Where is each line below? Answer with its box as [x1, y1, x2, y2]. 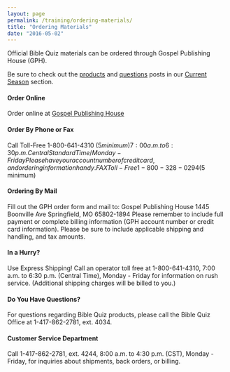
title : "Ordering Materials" [7, 23, 92, 30]
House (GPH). [7, 57, 48, 65]
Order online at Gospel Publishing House [7, 109, 124, 118]
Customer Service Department [7, 334, 99, 343]
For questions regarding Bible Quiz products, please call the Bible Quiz [7, 310, 211, 319]
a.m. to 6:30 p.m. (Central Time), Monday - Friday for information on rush [7, 272, 219, 280]
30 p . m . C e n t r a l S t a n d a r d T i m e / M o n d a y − [7, 148, 122, 157]
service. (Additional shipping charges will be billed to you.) [7, 279, 176, 288]
